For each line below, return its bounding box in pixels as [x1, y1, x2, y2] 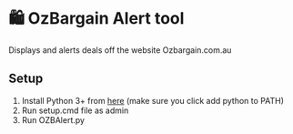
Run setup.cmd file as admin [21, 105, 129, 116]
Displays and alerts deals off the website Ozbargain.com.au [8, 44, 232, 56]
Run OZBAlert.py [21, 114, 86, 125]
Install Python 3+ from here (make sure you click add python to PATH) [21, 95, 284, 106]
